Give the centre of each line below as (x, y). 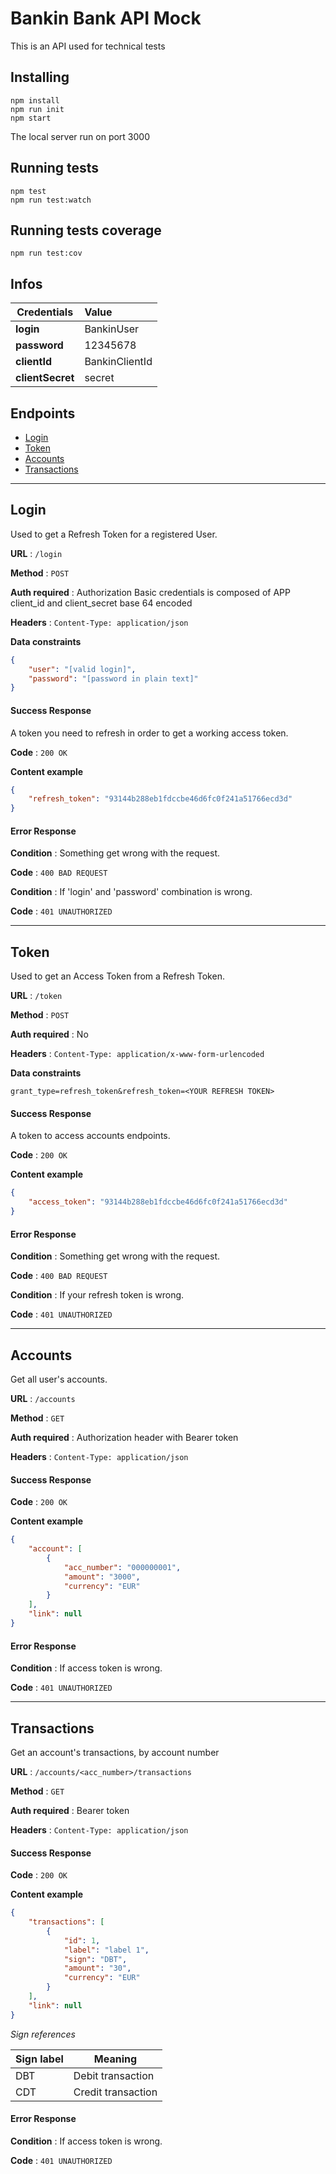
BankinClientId (118, 362)
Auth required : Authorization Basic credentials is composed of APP (150, 592)
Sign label (39, 2059)
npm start (31, 118)
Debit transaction (114, 2075)
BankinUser (112, 329)
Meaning (115, 2059)
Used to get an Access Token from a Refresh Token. (117, 976)
